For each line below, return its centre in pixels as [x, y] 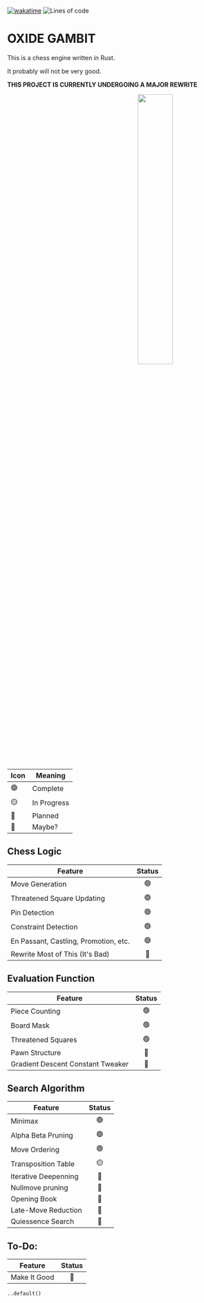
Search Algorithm [46, 1088]
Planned [45, 815]
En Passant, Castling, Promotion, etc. [70, 941]
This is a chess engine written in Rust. [61, 57]
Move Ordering [35, 1149]
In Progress [51, 803]
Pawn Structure [36, 1053]
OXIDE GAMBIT [52, 39]
